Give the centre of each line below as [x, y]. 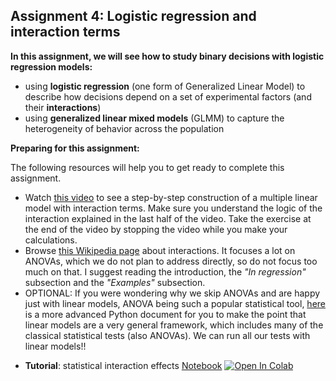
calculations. [51, 240]
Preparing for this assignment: [75, 148]
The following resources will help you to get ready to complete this [147, 167]
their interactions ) [63, 107]
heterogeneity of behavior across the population [124, 128]
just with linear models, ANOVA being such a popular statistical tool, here [175, 303]
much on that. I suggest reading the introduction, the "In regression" [165, 271]
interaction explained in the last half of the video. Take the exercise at [168, 218]
